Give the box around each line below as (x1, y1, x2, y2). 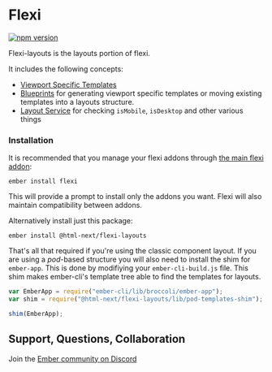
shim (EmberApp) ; (8, 309, 63, 318)
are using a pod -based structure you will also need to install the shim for (8, 254, 251, 265)
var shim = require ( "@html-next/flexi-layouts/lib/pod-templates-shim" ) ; (8, 295, 264, 304)
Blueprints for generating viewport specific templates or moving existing (19, 88, 262, 98)
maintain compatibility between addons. (8, 201, 142, 210)
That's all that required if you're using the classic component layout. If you (8, 246, 257, 256)
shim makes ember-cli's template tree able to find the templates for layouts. (8, 272, 261, 282)
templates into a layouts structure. (19, 97, 135, 106)
